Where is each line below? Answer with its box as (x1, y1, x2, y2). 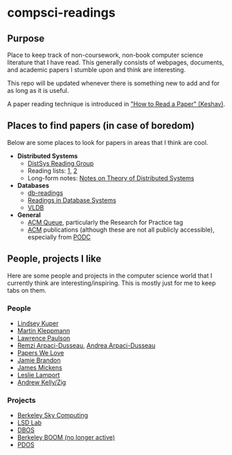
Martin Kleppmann (17, 326, 71, 334)
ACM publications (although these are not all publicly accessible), (27, 225, 215, 234)
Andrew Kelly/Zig (17, 378, 66, 386)
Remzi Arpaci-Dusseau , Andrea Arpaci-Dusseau (17, 341, 156, 350)
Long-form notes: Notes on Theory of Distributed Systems (27, 173, 195, 182)
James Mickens (17, 363, 62, 372)
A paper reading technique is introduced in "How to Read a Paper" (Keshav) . (7, 100, 226, 108)
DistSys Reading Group (27, 159, 94, 167)
